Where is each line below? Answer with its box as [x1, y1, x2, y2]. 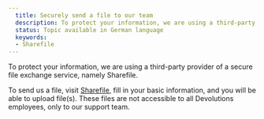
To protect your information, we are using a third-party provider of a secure [8, 62, 254, 71]
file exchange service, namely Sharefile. [8, 70, 139, 80]
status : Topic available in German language [15, 26, 164, 34]
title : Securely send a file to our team [15, 11, 154, 20]
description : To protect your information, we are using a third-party [15, 19, 256, 27]
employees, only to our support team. [8, 103, 130, 112]
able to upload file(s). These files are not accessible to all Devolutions [8, 94, 234, 103]
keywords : [15, 33, 47, 41]
